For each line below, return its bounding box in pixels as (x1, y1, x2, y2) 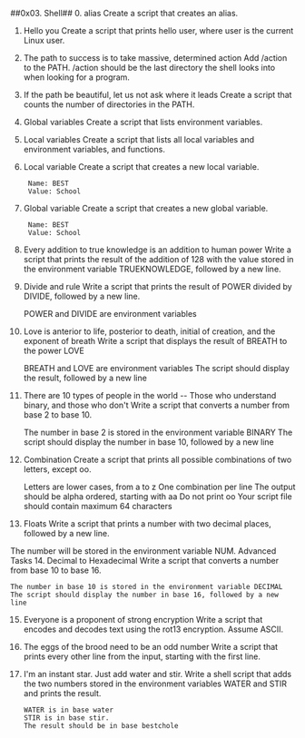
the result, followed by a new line (23, 372, 148, 383)
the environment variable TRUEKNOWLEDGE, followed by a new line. (23, 263, 281, 274)
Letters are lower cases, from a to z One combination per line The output (23, 481, 296, 492)
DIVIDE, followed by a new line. (23, 290, 141, 301)
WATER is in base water (23, 705, 114, 714)
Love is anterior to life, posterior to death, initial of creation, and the (23, 326, 276, 337)
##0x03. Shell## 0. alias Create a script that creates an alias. (10, 8, 239, 18)
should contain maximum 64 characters (23, 501, 172, 511)
